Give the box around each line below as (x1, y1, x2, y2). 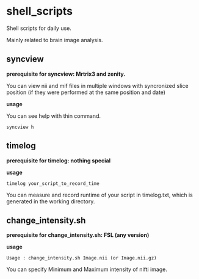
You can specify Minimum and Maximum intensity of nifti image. (6, 266, 168, 273)
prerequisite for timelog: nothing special (6, 157, 111, 164)
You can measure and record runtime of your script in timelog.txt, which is (6, 191, 194, 198)
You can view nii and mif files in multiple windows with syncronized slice (6, 82, 189, 89)
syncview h (6, 124, 34, 130)
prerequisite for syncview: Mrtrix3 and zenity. (6, 70, 126, 78)
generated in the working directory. (6, 197, 95, 205)
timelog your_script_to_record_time (6, 180, 99, 187)
